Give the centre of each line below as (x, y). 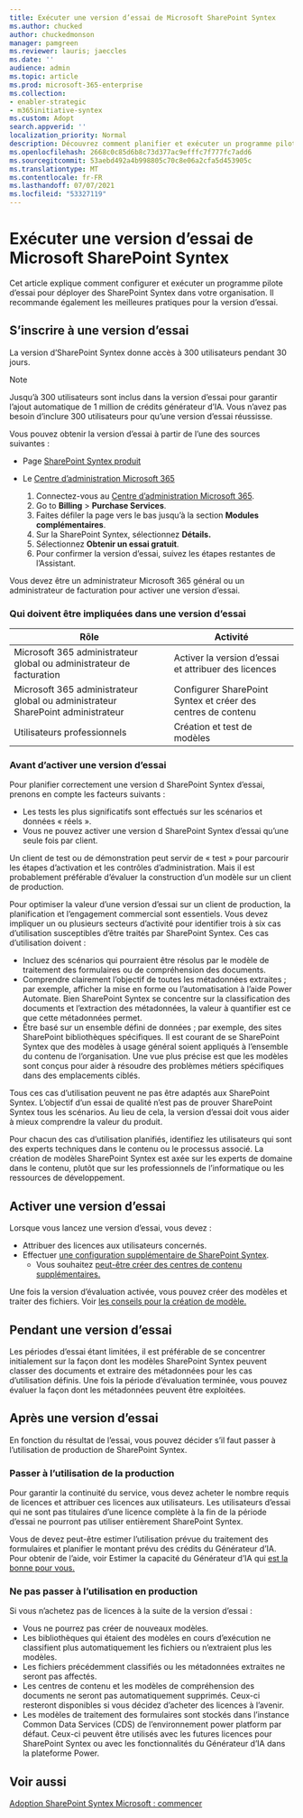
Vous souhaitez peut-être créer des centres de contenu (139, 1265)
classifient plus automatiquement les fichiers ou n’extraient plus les (147, 1648)
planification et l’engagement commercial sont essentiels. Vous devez (139, 914)
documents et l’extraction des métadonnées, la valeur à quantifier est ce (156, 1008)
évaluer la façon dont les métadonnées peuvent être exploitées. (128, 1390)
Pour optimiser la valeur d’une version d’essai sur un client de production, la (150, 904)
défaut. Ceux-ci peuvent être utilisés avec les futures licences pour (147, 1734)
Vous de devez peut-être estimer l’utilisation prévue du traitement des (139, 1539)
